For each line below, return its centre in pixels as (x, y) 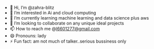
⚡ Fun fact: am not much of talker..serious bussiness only (68, 41)
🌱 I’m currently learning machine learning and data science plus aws (79, 18)
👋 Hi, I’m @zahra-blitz (32, 8)
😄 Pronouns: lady (28, 36)
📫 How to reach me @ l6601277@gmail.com (55, 29)
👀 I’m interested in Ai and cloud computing (53, 13)
